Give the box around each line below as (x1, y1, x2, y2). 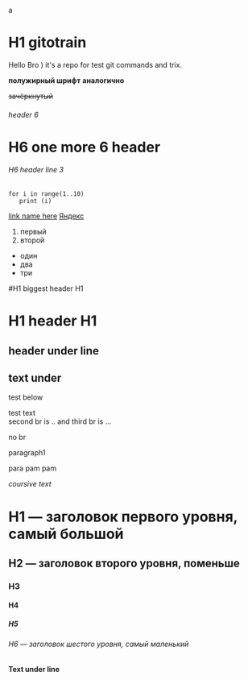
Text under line (8, 664, 60, 674)
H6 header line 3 (8, 165, 64, 175)
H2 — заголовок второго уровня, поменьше (8, 556, 240, 570)
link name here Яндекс (8, 211, 85, 221)
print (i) (19, 197, 52, 205)
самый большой (8, 525, 124, 543)
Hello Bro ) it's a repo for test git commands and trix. (8, 60, 183, 69)
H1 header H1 (8, 312, 97, 330)
